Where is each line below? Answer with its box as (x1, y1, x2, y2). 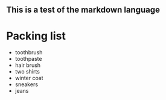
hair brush (14, 61, 41, 69)
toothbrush (14, 49, 43, 56)
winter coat (14, 75, 43, 82)
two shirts (14, 68, 40, 75)
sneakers (14, 81, 38, 88)
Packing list (6, 29, 66, 43)
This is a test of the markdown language (6, 5, 160, 15)
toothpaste (14, 55, 42, 63)
